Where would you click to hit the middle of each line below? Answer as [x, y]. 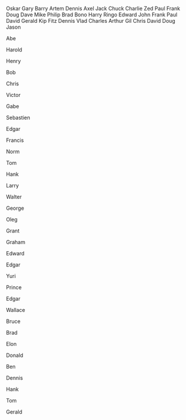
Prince [14, 287]
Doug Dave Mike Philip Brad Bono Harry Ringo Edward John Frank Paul [92, 15]
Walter [14, 197]
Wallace [15, 310]
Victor [13, 95]
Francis [15, 140]
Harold [14, 50]
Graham [15, 242]
